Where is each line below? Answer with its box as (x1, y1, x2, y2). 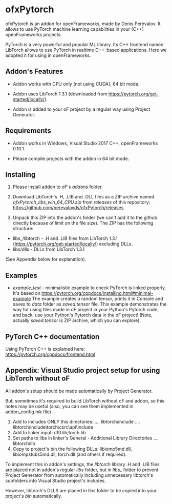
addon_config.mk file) (5, 409, 51, 415)
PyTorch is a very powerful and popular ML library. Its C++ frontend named (5, 41, 164, 47)
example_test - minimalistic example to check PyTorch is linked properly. (12, 285, 166, 291)
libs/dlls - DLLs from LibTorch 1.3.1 (12, 246, 85, 252)
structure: (12, 226, 34, 232)
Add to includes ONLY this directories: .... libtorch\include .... (12, 418, 140, 425)
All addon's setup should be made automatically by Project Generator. (5, 388, 153, 394)
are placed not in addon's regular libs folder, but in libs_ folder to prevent (5, 467, 159, 473)
